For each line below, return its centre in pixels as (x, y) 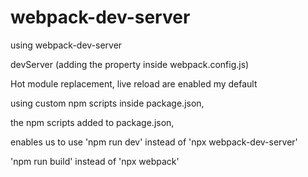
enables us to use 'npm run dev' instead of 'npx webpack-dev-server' (154, 142)
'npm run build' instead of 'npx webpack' (95, 161)
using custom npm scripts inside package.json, (107, 103)
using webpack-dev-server (66, 45)
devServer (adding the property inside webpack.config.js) (130, 64)
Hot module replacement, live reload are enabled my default (134, 83)
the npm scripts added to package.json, (92, 122)
